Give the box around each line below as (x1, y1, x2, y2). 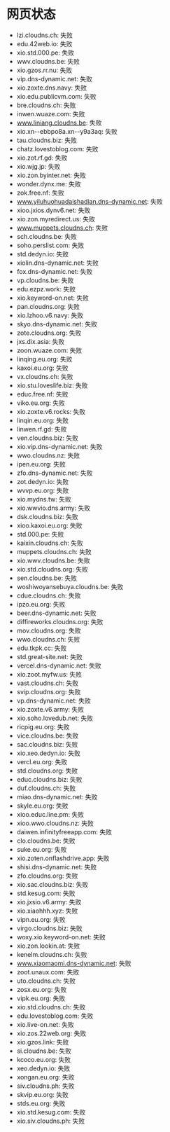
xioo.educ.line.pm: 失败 (16, 810, 85, 818)
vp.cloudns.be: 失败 (16, 276, 74, 284)
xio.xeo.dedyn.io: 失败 (16, 749, 81, 757)
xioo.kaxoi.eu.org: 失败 (16, 521, 83, 530)
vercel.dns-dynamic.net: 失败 (16, 661, 102, 670)
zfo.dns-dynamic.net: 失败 (16, 469, 93, 477)
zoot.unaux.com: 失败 (16, 967, 80, 976)
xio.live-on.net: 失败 (16, 1020, 74, 1028)
